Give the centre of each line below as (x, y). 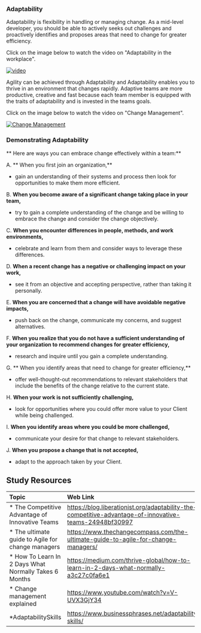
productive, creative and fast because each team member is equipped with (99, 95)
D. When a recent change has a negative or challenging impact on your (96, 266)
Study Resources (39, 480)
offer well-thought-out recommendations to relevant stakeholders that (101, 379)
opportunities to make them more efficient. (68, 183)
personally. (28, 290)
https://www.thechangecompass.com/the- (127, 532)
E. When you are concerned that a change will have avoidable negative (96, 302)
